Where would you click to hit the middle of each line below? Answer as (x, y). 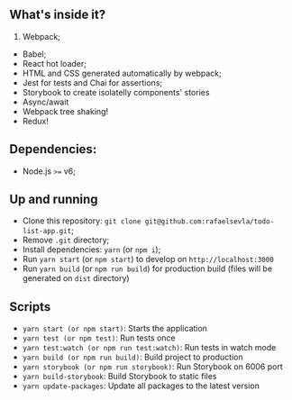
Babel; (34, 54)
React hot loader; (55, 63)
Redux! (36, 121)
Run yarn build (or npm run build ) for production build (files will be (147, 268)
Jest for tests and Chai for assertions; (92, 82)
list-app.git (47, 232)
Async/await (46, 102)
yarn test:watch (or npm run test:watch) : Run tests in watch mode (149, 348)
